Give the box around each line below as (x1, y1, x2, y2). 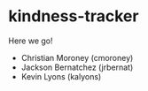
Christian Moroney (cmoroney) (20, 52, 134, 63)
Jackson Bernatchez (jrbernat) (20, 62, 134, 72)
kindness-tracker (8, 6, 139, 27)
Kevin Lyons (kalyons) (20, 71, 102, 81)
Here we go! (8, 35, 54, 46)
